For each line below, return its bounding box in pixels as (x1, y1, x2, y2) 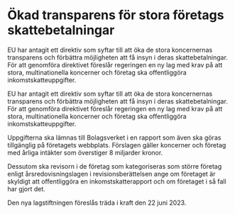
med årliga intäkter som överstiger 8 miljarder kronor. (7, 148, 163, 157)
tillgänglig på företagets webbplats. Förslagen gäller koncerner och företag (7, 140, 226, 149)
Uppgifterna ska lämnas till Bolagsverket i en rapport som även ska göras (7, 133, 222, 142)
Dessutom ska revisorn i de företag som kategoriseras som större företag (7, 162, 222, 170)
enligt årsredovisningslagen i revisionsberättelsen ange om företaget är (7, 169, 216, 178)
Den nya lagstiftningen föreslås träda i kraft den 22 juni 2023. (7, 198, 187, 207)
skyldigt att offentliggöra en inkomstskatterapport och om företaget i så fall (7, 177, 226, 186)
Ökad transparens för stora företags (7, 7, 224, 23)
